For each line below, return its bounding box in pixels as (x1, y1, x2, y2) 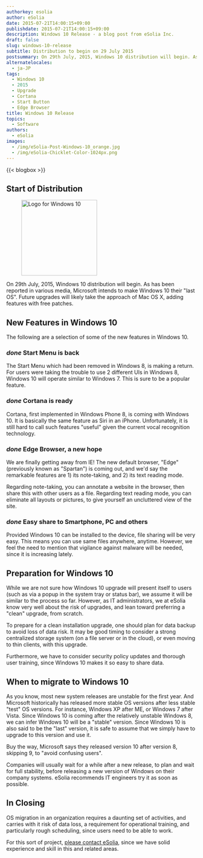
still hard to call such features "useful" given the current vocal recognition (6, 423, 190, 430)
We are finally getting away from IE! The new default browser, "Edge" (6, 459, 179, 466)
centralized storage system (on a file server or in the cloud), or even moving (6, 635, 195, 642)
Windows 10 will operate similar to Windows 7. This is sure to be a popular (6, 375, 190, 382)
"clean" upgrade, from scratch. (6, 610, 83, 617)
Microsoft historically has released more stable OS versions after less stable (6, 699, 195, 706)
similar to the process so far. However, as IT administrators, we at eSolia (6, 597, 186, 604)
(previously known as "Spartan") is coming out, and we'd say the (6, 465, 168, 473)
